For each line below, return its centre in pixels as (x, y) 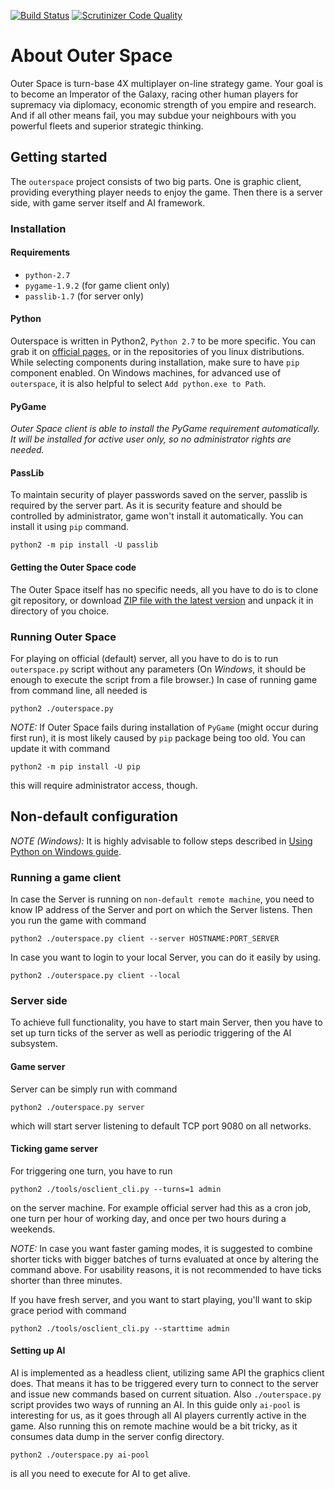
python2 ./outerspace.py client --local (96, 976)
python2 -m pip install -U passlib (84, 545)
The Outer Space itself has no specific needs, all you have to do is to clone (164, 589)
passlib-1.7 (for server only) (84, 296)
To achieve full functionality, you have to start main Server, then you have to (166, 1022)
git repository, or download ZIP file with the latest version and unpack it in (162, 600)
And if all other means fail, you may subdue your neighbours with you (153, 115)
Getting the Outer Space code (73, 567)
